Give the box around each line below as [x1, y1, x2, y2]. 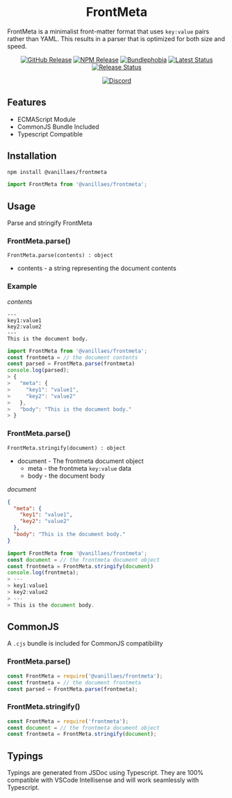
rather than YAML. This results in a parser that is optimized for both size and [7, 34, 226, 42]
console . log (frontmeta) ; [7, 569, 79, 577]
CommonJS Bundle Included [17, 123, 99, 131]
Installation [7, 150, 57, 162]
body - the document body [27, 471, 106, 480]
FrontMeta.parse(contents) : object [7, 252, 113, 259]
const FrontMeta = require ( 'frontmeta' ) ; [7, 718, 129, 725]
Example [7, 281, 38, 291]
